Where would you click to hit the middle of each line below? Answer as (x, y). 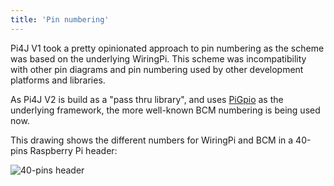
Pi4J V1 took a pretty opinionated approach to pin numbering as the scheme (167, 48)
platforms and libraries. (58, 80)
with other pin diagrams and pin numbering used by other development (157, 69)
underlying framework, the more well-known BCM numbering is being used (165, 110)
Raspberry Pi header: (73, 150)
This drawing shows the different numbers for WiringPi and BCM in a (152, 140)
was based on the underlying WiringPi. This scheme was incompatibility (158, 58)
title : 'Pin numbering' (60, 19)
